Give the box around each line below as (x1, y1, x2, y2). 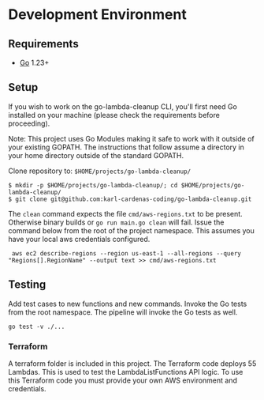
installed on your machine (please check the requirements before (8, 110, 221, 119)
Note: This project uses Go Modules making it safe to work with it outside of (8, 134, 255, 143)
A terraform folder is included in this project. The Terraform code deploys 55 (8, 358, 257, 368)
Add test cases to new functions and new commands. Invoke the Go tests (8, 299, 247, 308)
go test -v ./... (8, 323, 65, 330)
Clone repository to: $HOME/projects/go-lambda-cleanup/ (8, 166, 191, 175)
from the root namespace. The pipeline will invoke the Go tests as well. (8, 307, 238, 317)
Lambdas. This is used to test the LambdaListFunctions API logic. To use (8, 367, 244, 376)
